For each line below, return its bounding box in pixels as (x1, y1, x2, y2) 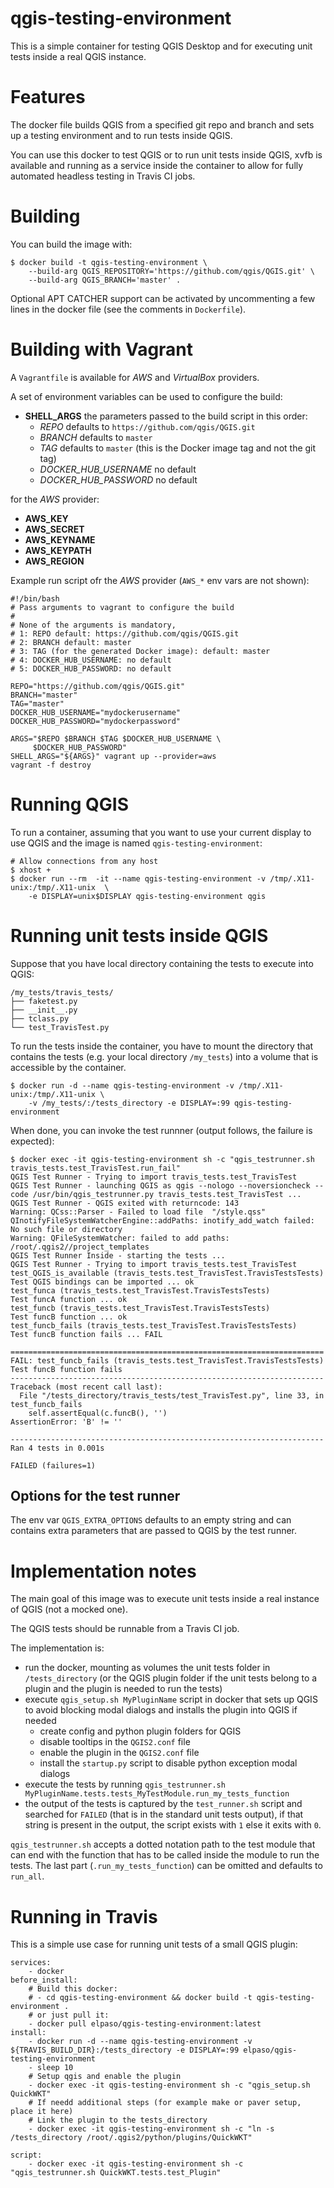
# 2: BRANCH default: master (10, 637, 132, 647)
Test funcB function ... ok (10, 1312, 128, 1322)
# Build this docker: (28, 1984, 118, 1994)
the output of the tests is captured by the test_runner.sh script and (24, 1798, 303, 1810)
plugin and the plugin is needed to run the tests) (24, 1683, 223, 1695)
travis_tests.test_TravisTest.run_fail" (10, 1163, 182, 1173)
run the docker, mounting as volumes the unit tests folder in (24, 1662, 271, 1674)
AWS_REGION (24, 555, 85, 567)
